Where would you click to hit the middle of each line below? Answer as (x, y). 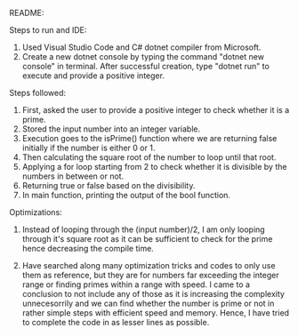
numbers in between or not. (73, 176)
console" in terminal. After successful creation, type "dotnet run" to (145, 66)
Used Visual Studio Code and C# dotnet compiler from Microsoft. (141, 47)
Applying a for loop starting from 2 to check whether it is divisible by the (154, 167)
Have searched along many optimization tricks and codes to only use (149, 265)
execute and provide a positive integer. (93, 76)
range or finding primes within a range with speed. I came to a (136, 284)
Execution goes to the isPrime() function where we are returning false (149, 138)
